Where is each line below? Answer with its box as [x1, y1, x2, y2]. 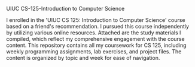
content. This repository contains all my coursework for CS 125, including [6, 42, 187, 49]
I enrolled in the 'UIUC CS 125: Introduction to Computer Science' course [6, 17, 185, 23]
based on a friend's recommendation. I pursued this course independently [6, 23, 190, 30]
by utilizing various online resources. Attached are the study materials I [6, 29, 181, 36]
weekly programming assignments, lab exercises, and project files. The [6, 48, 182, 55]
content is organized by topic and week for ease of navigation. [6, 55, 160, 61]
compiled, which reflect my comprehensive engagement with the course [6, 36, 185, 42]
